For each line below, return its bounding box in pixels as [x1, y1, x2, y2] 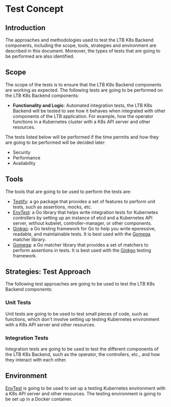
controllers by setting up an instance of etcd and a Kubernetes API [12, 214, 153, 221]
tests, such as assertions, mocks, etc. [12, 204, 92, 210]
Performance [12, 154, 41, 161]
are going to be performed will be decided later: [5, 139, 106, 146]
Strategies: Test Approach [5, 268, 91, 276]
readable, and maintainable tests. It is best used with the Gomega [12, 231, 151, 237]
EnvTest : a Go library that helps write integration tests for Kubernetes [12, 209, 158, 215]
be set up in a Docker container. [5, 396, 72, 402]
